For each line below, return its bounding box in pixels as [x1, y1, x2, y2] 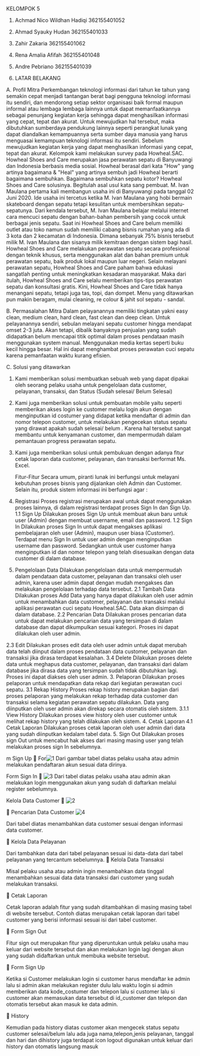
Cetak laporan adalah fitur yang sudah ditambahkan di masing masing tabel [6, 904, 192, 911]
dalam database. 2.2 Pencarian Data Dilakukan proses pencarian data [14, 611, 187, 618]
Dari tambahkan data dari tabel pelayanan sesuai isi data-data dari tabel [6, 850, 183, 857]
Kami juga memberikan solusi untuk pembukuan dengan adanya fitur [14, 449, 184, 456]
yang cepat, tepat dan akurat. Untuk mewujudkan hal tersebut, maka [6, 118, 175, 125]
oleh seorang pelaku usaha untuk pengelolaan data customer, [14, 381, 167, 388]
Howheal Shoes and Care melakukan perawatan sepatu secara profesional [6, 245, 190, 252]
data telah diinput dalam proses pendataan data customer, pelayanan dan [6, 648, 187, 655]
